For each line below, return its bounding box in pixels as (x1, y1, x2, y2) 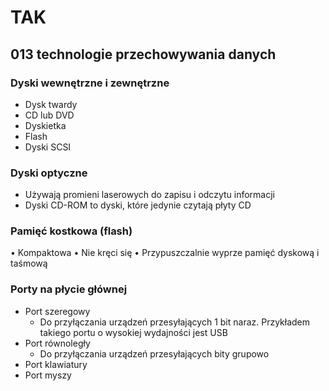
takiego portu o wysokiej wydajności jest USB (39, 326, 228, 338)
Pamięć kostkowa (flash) (10, 224, 133, 238)
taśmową (10, 257, 48, 270)
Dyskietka (24, 119, 67, 131)
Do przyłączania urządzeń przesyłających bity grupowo (39, 347, 270, 360)
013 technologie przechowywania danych (10, 46, 277, 63)
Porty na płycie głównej (10, 282, 128, 296)
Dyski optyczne (10, 166, 88, 180)
